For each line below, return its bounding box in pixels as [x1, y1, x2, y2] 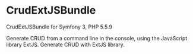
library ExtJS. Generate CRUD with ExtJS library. [6, 41, 125, 48]
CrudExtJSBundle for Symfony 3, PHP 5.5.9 [6, 23, 113, 30]
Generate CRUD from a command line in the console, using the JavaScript [6, 34, 188, 42]
